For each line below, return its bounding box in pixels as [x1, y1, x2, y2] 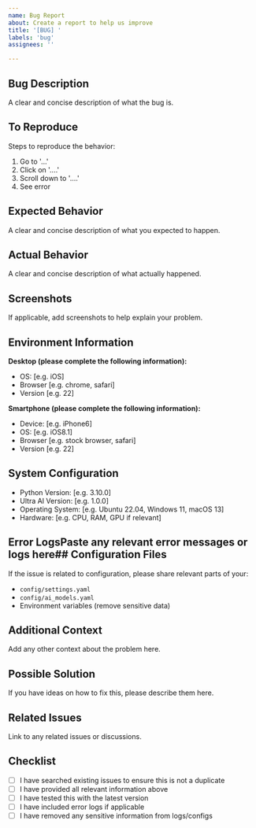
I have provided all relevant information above [19, 784, 169, 793]
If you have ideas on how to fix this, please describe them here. [8, 688, 214, 697]
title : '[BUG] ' [8, 26, 61, 34]
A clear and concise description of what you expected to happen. [8, 225, 221, 235]
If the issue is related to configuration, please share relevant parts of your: [8, 568, 249, 578]
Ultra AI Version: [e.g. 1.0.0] [19, 496, 109, 505]
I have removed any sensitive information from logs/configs [19, 811, 213, 821]
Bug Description [8, 76, 89, 91]
